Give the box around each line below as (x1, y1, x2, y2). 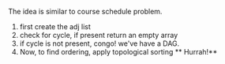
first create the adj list (19, 22, 91, 31)
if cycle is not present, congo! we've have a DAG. (19, 39, 180, 48)
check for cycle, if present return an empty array (19, 31, 178, 40)
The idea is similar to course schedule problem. (8, 7, 163, 16)
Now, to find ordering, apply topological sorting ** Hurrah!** (19, 47, 218, 56)
